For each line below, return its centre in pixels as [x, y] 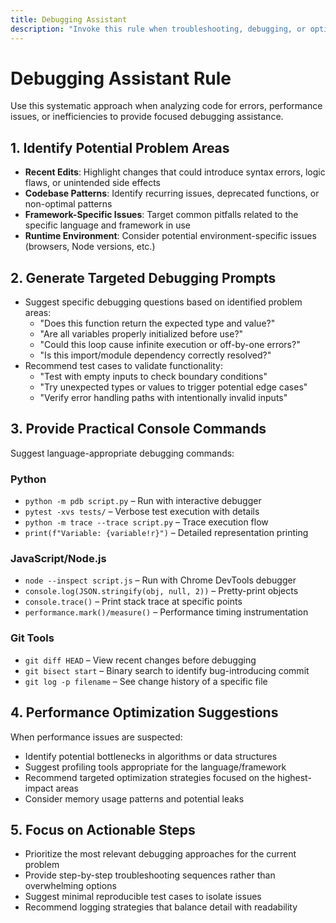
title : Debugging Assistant [69, 19]
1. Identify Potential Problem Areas [120, 147]
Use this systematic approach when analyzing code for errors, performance [166, 106]
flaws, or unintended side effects [92, 183]
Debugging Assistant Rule [121, 78]
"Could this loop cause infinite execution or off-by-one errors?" [170, 345]
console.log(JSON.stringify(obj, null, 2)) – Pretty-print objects [161, 591]
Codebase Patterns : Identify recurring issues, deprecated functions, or [172, 193]
